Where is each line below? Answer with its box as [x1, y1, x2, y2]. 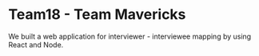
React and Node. [8, 39, 64, 49]
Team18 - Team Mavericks [8, 6, 186, 24]
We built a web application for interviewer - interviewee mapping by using [8, 32, 252, 41]
